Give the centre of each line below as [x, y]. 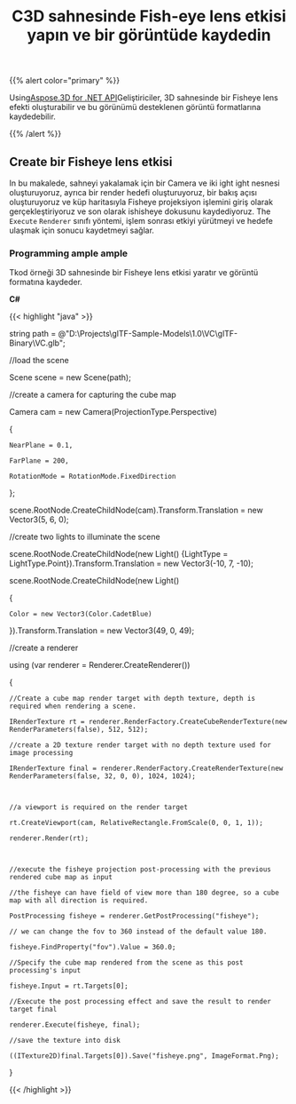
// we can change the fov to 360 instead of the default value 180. [138, 932]
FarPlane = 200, [39, 461]
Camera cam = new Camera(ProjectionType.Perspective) [113, 412]
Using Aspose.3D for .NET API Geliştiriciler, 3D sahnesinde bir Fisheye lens [144, 98]
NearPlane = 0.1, [41, 446]
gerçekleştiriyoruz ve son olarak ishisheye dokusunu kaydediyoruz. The [140, 211]
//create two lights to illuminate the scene [85, 537]
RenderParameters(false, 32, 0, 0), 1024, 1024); [103, 776]
